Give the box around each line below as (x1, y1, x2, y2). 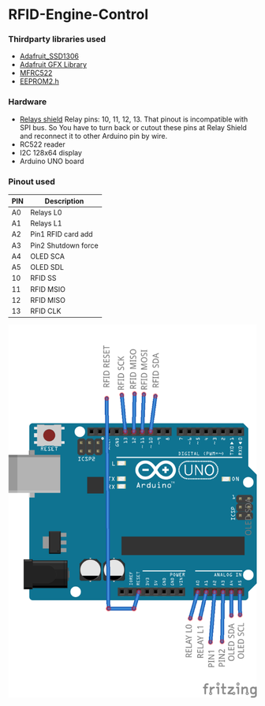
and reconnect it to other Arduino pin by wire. (19, 131, 168, 140)
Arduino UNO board (19, 156, 84, 166)
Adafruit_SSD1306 (19, 51, 79, 61)
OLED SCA (30, 251, 65, 261)
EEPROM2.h (19, 77, 59, 86)
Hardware (8, 96, 47, 107)
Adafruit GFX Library (19, 60, 88, 69)
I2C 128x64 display (19, 148, 83, 157)
